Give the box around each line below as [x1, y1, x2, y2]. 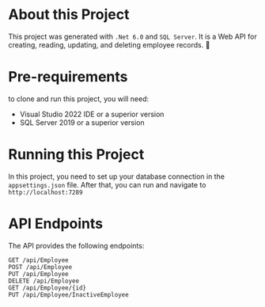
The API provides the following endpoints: [8, 241, 145, 250]
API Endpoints [8, 215, 104, 233]
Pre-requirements [8, 68, 128, 86]
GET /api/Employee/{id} [8, 283, 87, 292]
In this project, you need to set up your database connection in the [8, 172, 225, 181]
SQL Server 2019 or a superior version [19, 117, 145, 127]
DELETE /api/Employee [8, 277, 80, 285]
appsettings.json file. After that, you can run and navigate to [8, 180, 206, 189]
